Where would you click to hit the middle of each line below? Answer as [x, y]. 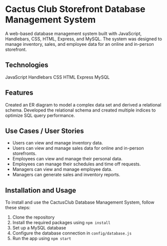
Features [19, 93]
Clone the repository [33, 217]
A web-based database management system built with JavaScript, [74, 33]
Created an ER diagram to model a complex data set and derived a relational [83, 105]
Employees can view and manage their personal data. [68, 159]
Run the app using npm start [42, 239]
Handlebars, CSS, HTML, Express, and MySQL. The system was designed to [83, 39]
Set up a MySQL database [39, 228]
